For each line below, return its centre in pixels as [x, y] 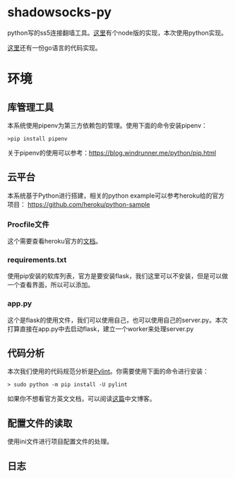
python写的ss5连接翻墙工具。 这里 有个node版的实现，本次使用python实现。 [117, 32]
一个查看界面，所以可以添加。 [50, 285]
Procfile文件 [28, 225]
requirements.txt [37, 260]
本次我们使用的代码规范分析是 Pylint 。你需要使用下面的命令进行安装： [108, 371]
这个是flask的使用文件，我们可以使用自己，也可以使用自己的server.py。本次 [117, 320]
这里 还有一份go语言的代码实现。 [54, 47]
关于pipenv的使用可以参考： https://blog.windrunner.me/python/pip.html [112, 153]
